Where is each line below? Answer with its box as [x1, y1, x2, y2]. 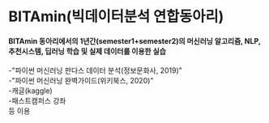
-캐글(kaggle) [8, 86, 53, 95]
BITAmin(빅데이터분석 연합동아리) [8, 7, 224, 26]
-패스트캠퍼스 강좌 [8, 96, 66, 106]
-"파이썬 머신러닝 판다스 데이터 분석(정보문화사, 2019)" [8, 66, 182, 75]
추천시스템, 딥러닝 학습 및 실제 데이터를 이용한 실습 [8, 46, 166, 56]
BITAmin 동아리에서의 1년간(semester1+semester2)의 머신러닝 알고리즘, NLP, [8, 36, 261, 45]
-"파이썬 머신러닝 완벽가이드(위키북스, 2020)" [8, 76, 154, 86]
